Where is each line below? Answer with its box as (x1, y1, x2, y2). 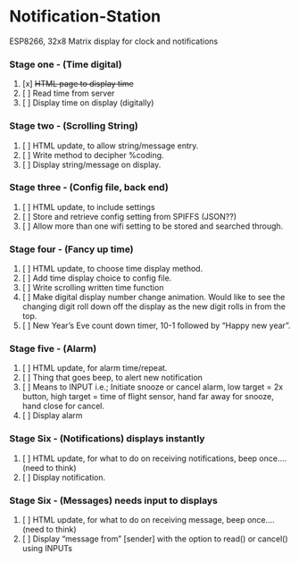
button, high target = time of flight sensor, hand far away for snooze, (21, 391, 275, 402)
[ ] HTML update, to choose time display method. (21, 264, 203, 274)
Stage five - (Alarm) (9, 342, 97, 355)
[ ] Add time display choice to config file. (21, 273, 172, 283)
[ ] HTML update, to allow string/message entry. (21, 140, 199, 151)
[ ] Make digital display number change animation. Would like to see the (21, 292, 286, 303)
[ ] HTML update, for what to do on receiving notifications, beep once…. (21, 453, 287, 464)
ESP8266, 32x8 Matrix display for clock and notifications (9, 36, 219, 46)
